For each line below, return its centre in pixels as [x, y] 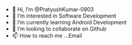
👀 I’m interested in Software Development [64, 16]
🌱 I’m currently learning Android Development [69, 22]
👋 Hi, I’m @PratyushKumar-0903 [53, 9]
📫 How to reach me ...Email [47, 36]
